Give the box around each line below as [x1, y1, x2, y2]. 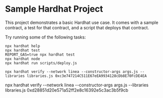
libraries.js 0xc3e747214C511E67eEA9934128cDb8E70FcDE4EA [26, 73, 147, 78]
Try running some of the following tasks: [5, 34, 86, 40]
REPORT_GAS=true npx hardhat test [5, 52, 75, 57]
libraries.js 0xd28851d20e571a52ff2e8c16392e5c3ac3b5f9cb [5, 87, 128, 93]
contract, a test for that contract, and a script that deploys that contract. [5, 24, 149, 30]
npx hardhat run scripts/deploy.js [5, 60, 77, 65]
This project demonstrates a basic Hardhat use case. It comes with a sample [5, 20, 159, 25]
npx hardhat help [5, 43, 40, 48]
